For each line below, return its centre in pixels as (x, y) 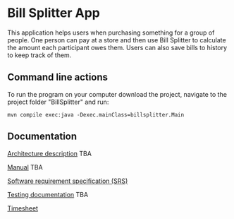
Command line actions (57, 77)
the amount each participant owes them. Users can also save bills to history (117, 47)
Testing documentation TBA (48, 194)
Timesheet (23, 208)
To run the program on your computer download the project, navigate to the (117, 94)
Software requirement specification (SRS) (68, 181)
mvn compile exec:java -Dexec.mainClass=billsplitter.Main (96, 114)
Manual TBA (25, 167)
